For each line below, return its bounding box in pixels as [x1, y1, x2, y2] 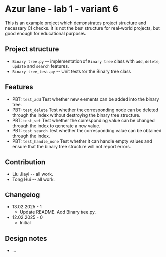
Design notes [5, 234, 47, 243]
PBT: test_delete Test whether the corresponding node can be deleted [12, 107, 158, 113]
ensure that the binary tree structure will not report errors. [12, 143, 131, 149]
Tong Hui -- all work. [12, 176, 55, 182]
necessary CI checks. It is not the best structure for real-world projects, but [5, 25, 160, 31]
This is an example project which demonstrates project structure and [5, 20, 146, 26]
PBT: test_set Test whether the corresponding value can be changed [12, 117, 155, 123]
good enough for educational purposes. [5, 30, 87, 36]
